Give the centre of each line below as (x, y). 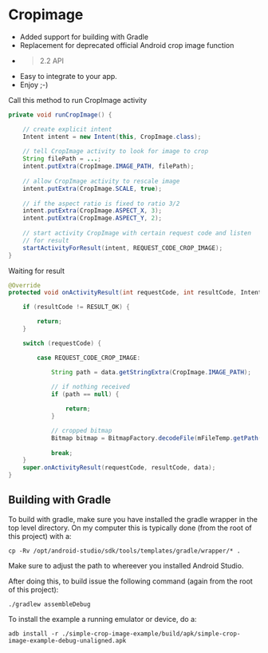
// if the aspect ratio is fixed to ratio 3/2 (101, 204)
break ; (62, 453)
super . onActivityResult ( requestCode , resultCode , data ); (119, 468)
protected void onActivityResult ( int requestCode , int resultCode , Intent (135, 293)
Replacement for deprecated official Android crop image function (127, 45)
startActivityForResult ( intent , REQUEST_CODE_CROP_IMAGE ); (123, 248)
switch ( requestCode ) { (62, 343)
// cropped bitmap (81, 430)
